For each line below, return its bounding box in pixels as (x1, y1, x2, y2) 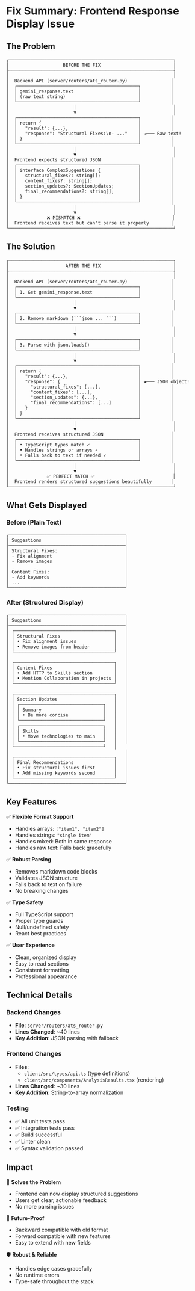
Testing (6, 1104, 29, 1112)
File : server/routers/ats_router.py (14, 1021, 104, 1029)
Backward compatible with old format (14, 1226, 108, 1233)
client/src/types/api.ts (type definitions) (23, 1070, 131, 1077)
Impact (6, 1162, 33, 1172)
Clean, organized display (14, 954, 77, 961)
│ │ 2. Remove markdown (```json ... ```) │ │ (6, 315, 173, 321)
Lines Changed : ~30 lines (14, 1082, 80, 1089)
